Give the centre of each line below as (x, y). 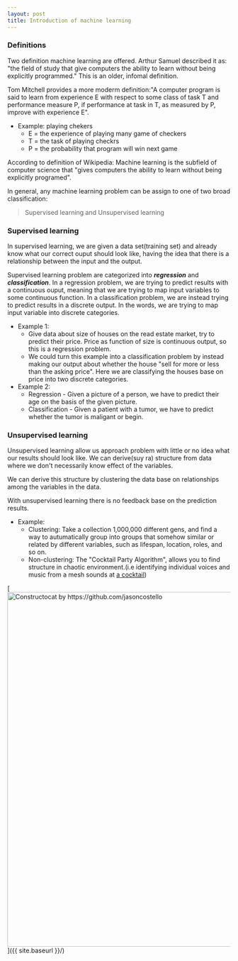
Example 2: (34, 387)
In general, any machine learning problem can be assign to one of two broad (119, 191)
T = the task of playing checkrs (74, 141)
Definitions (27, 45)
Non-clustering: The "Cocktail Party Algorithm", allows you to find (124, 560)
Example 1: (33, 326)
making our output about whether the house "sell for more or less (124, 364)
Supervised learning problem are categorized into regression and (103, 275)
